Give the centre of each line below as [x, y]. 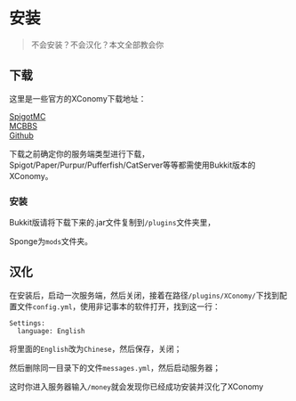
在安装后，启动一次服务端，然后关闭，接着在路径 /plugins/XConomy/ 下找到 [144, 295]
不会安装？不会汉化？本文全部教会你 [97, 45]
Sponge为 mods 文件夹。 [51, 241]
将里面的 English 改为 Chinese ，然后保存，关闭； [96, 348]
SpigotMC [28, 116]
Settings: [28, 323]
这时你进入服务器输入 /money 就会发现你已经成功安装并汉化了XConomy [136, 386]
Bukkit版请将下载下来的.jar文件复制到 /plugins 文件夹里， [112, 223]
